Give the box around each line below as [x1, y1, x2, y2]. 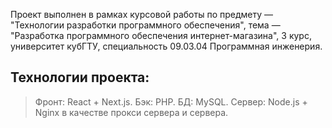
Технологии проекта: [10, 69, 150, 86]
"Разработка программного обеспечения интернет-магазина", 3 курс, [10, 30, 312, 41]
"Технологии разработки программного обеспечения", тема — [10, 19, 281, 31]
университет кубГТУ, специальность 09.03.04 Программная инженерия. [10, 40, 323, 52]
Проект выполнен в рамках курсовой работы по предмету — [10, 9, 273, 20]
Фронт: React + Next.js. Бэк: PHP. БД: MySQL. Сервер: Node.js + [34, 95, 308, 108]
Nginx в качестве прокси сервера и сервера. [34, 106, 229, 118]
